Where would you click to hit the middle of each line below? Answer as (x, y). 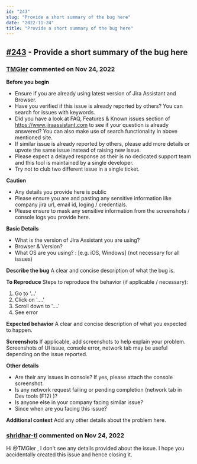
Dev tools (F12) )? (36, 396)
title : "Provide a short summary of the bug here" (70, 28)
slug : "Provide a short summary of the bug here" (69, 17)
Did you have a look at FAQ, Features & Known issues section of (92, 119)
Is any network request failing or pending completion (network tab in (98, 389)
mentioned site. (34, 137)
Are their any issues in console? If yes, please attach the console (94, 377)
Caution (16, 180)
